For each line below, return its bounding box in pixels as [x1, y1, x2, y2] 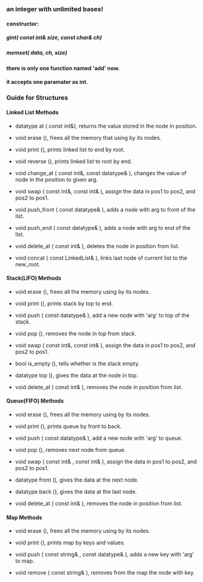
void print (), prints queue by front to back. [15, 422, 122, 430]
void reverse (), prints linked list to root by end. [15, 158, 132, 165]
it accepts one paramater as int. [6, 78, 88, 86]
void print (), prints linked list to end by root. [15, 145, 125, 153]
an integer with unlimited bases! [6, 5, 103, 13]
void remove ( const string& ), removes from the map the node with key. [15, 569, 195, 577]
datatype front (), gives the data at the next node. [15, 476, 139, 483]
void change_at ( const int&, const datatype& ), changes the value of [15, 169, 187, 176]
